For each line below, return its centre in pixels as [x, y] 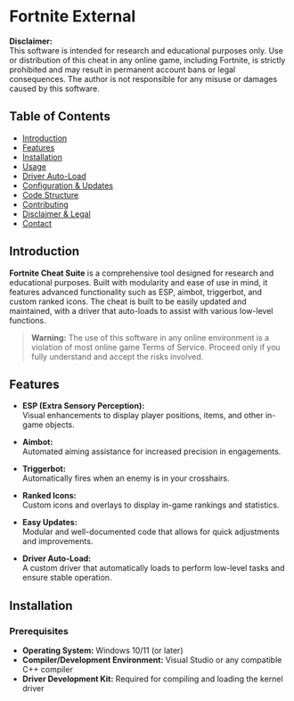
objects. [60, 425]
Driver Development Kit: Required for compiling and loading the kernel [152, 679]
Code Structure [50, 194]
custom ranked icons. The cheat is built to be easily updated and [128, 301]
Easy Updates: [49, 523]
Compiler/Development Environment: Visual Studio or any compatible [152, 660]
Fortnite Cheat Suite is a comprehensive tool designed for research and [142, 273]
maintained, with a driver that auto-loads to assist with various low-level [141, 310]
